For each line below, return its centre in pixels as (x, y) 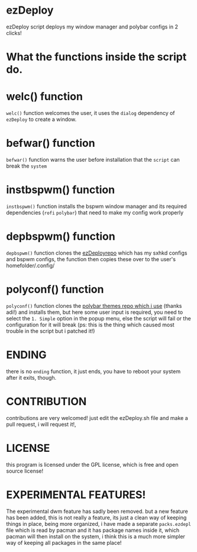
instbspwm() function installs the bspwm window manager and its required (97, 206)
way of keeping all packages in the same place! (64, 543)
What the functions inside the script (96, 57)
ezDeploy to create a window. (41, 120)
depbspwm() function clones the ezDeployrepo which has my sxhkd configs (97, 253)
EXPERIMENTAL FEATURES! (76, 495)
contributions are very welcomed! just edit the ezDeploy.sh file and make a (97, 418)
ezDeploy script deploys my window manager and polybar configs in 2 (92, 27)
